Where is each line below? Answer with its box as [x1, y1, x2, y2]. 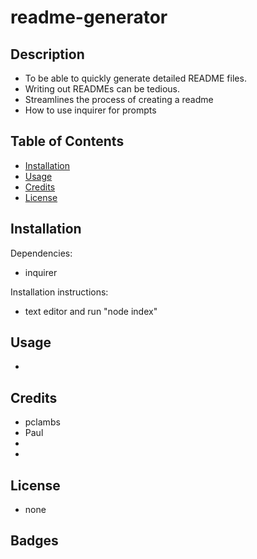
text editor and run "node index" [24, 305, 158, 317]
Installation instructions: [10, 286, 109, 298]
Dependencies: [10, 247, 73, 259]
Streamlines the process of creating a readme [24, 94, 214, 105]
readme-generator [10, 6, 168, 29]
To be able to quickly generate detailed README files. [24, 72, 247, 84]
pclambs [24, 416, 61, 428]
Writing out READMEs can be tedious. [24, 83, 180, 95]
